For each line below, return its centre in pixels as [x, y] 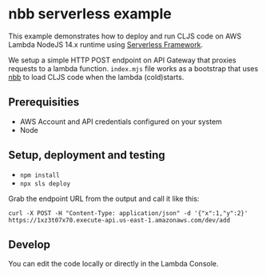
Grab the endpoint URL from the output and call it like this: [104, 198]
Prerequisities [44, 102]
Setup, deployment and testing [87, 156]
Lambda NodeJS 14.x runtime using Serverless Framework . [106, 44]
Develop [29, 244]
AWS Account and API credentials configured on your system [121, 122]
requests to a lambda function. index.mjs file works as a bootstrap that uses [133, 68]
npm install [40, 175]
